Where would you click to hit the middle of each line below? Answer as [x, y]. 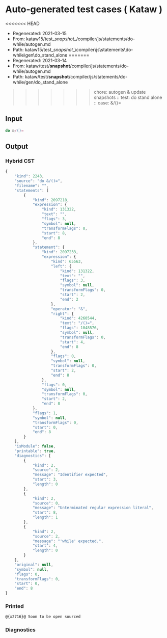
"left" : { [61, 266]
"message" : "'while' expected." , [68, 541]
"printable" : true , [35, 451]
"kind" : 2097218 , [51, 200]
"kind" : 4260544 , [78, 318]
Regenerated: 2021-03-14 [40, 60]
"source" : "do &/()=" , [38, 181]
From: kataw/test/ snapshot [41, 66]
